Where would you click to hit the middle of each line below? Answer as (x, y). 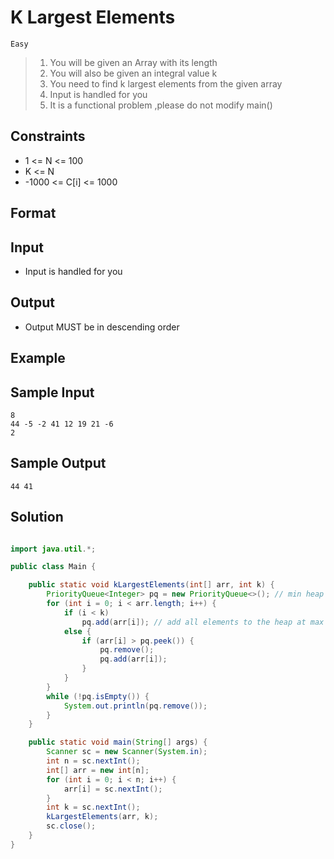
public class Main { (53, 567)
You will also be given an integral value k (133, 73)
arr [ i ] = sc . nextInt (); (113, 789)
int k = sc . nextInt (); (93, 807)
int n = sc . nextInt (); (93, 761)
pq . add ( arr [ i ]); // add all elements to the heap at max (203, 622)
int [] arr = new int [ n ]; (98, 770)
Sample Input (52, 392)
